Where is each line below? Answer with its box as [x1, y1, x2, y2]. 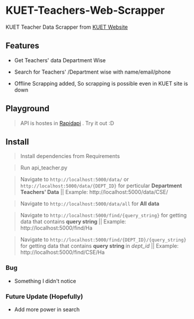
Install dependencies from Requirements [20, 153, 120, 160]
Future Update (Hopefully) [5, 292, 84, 300]
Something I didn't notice [14, 277, 76, 284]
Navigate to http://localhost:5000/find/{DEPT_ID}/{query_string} [20, 236, 187, 243]
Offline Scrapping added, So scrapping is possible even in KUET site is [14, 80, 189, 87]
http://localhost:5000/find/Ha [20, 224, 93, 232]
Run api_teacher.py [20, 164, 68, 171]
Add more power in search [14, 306, 80, 313]
